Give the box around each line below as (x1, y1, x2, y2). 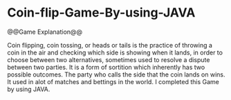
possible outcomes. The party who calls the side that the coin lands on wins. (7, 70, 225, 79)
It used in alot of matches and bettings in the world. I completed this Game (7, 77, 220, 86)
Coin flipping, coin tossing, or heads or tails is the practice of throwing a (7, 41, 213, 49)
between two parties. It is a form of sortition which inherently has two (7, 63, 205, 71)
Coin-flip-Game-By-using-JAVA (7, 5, 196, 21)
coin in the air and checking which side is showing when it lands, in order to (7, 48, 223, 57)
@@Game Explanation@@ (7, 28, 83, 36)
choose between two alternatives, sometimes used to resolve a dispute (7, 55, 210, 63)
